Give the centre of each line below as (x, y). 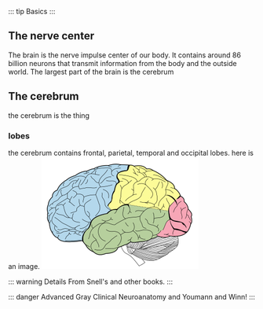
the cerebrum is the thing (49, 115)
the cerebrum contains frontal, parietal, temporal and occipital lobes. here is (131, 153)
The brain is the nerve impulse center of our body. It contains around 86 (125, 55)
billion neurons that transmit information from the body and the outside (122, 63)
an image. (24, 266)
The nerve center (51, 36)
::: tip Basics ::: (32, 11)
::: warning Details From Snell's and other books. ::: (91, 281)
